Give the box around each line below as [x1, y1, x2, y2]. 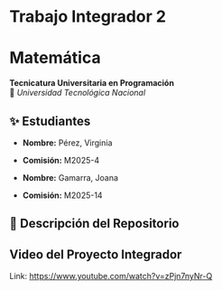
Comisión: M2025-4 [22, 154, 100, 165]
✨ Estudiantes [9, 113, 91, 128]
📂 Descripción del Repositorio [9, 216, 180, 231]
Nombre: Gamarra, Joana [22, 172, 119, 182]
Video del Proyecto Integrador [9, 247, 182, 262]
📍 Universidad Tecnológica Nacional [9, 88, 146, 98]
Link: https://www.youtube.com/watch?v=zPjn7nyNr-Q [9, 271, 213, 282]
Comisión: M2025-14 [22, 190, 103, 201]
